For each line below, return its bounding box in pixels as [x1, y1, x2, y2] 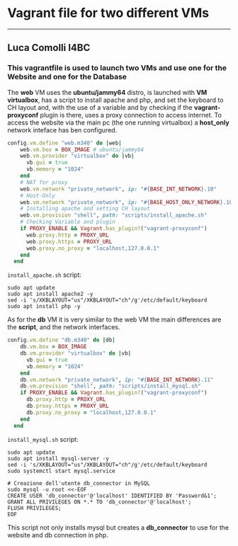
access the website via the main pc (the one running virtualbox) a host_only [7, 118, 229, 127]
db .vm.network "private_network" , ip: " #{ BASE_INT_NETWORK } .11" [20, 376, 214, 383]
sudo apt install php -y [7, 303, 81, 310]
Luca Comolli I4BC [7, 42, 91, 54]
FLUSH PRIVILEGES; [7, 504, 62, 511]
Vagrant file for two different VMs [7, 5, 210, 21]
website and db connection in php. [7, 530, 108, 539]
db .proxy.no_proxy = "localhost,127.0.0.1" [25, 409, 157, 416]
